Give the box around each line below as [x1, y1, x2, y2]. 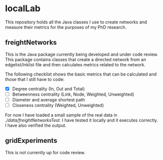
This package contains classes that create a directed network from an [5, 57, 146, 62]
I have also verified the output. [5, 122, 67, 128]
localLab [5, 3, 41, 14]
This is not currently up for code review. [5, 149, 86, 155]
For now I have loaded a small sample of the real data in [5, 112, 117, 118]
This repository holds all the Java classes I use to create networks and [5, 19, 147, 25]
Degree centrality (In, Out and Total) [12, 86, 85, 92]
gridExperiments [5, 137, 57, 145]
